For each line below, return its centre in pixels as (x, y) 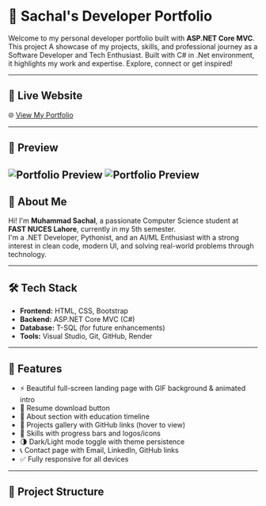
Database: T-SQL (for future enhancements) (92, 328)
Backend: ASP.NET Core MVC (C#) (77, 320)
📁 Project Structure (56, 492)
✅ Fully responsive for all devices (74, 458)
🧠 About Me (38, 201)
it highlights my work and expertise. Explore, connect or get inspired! (121, 63)
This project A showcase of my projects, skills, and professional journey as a (133, 46)
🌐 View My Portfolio (41, 115)
